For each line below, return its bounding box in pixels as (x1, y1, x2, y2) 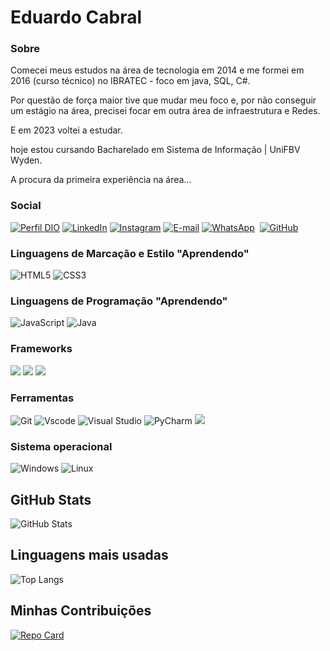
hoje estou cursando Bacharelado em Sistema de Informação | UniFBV (10, 144, 301, 156)
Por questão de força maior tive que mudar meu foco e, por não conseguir (10, 94, 317, 106)
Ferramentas (10, 391, 75, 405)
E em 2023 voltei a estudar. (10, 124, 123, 136)
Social (10, 199, 42, 213)
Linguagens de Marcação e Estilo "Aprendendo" (10, 246, 250, 260)
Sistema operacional (10, 439, 113, 453)
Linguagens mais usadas (10, 547, 169, 564)
